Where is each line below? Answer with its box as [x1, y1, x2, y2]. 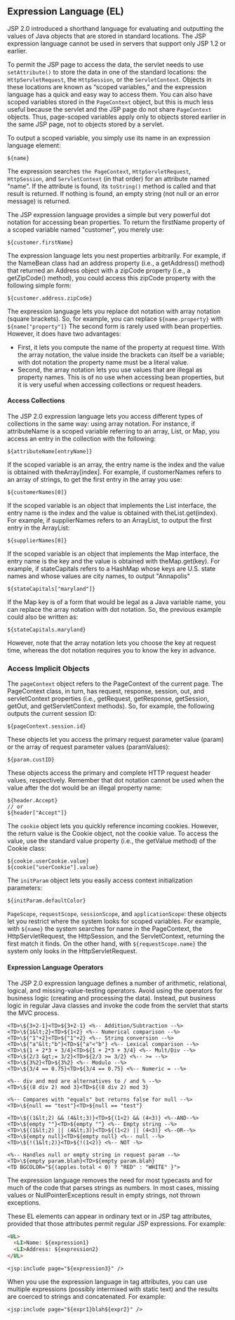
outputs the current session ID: [7, 710, 97, 718]
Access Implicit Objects [7, 663, 90, 673]
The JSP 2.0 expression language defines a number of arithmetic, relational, [7, 979, 227, 987]
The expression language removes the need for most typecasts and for [7, 1176, 213, 1184]
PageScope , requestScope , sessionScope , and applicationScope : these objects [7, 910, 227, 918]
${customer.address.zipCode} [7, 294, 93, 301]
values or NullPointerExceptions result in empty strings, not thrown [7, 1191, 201, 1199]
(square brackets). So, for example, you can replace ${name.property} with [7, 314, 223, 322]
